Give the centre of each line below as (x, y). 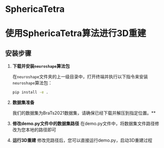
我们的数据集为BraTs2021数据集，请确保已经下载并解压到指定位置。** (84, 113)
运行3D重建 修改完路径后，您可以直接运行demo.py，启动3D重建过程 (82, 141)
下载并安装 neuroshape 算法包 (41, 66)
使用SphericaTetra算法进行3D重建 (76, 34)
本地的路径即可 (41, 130)
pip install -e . (30, 92)
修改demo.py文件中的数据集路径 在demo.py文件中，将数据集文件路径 (83, 124)
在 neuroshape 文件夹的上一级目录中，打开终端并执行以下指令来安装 (80, 77)
